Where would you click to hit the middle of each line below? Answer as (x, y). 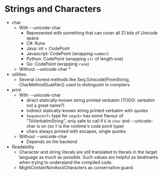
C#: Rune (36, 43)
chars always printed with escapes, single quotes (76, 131)
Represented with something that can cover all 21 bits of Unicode (92, 33)
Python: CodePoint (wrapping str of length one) (75, 58)
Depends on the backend (52, 141)
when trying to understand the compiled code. (66, 162)
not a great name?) (45, 105)
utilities (19, 74)
